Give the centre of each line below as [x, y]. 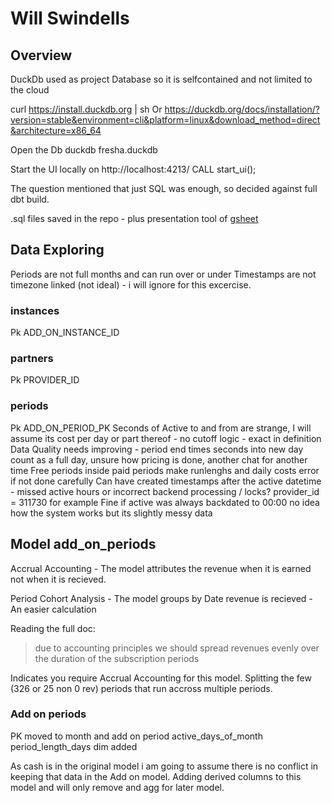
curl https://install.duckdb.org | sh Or [86, 109]
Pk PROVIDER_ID [45, 380]
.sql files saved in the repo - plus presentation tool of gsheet [134, 218]
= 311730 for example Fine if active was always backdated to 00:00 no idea [165, 502]
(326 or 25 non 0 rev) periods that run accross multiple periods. [141, 688]
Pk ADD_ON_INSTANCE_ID [65, 333]
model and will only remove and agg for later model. [117, 787]
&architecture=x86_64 [56, 130]
